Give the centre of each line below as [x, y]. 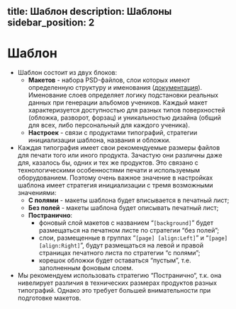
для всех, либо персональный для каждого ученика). [109, 125]
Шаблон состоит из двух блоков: [67, 73]
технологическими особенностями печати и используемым [109, 170]
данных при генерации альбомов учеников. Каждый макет [118, 103]
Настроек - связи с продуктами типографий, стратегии [113, 133]
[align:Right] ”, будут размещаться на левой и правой [121, 245]
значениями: [37, 193]
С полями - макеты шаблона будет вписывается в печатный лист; [129, 200]
